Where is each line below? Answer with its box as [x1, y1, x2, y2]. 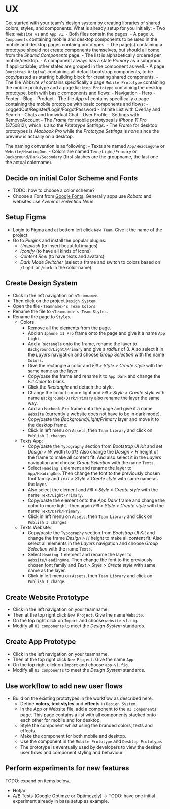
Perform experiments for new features [5, 764, 129, 772]
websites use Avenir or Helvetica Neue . [12, 198, 95, 204]
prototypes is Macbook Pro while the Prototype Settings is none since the [5, 127, 159, 134]
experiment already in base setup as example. [12, 798, 109, 804]
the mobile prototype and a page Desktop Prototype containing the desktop [5, 84, 163, 90]
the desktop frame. [27, 422, 68, 428]
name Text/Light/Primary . [27, 492, 83, 498]
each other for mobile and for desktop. [20, 717, 101, 723]
